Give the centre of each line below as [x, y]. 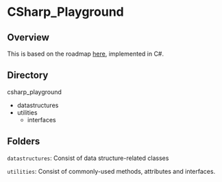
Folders [24, 141]
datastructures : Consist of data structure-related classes [88, 158]
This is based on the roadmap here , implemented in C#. [86, 54]
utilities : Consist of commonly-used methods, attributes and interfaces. [111, 171]
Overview [28, 37]
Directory [28, 75]
